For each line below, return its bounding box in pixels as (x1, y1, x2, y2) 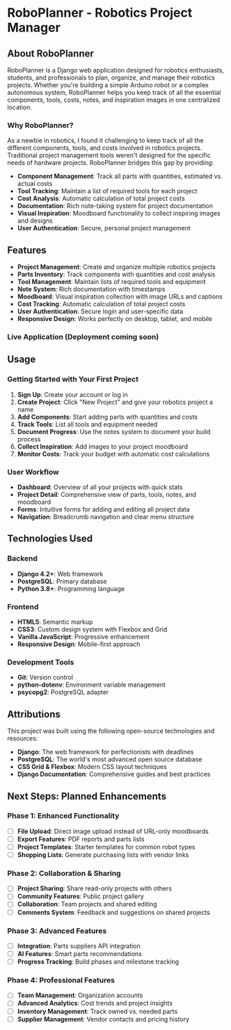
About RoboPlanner (7, 47, 94, 59)
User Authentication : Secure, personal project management (17, 224, 191, 232)
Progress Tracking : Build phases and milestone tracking (17, 957, 180, 966)
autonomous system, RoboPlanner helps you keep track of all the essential (7, 89, 221, 96)
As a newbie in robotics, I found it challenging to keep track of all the (7, 136, 204, 144)
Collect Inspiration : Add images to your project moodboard (17, 442, 189, 451)
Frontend (7, 602, 39, 611)
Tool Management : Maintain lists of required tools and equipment (17, 278, 207, 286)
